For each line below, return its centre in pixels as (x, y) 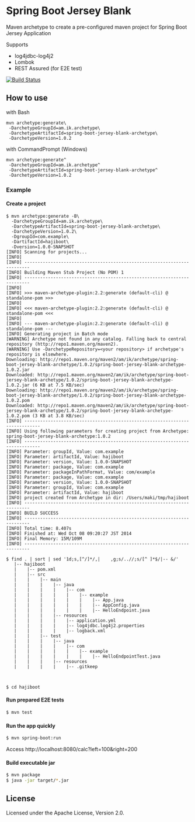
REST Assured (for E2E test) (48, 68)
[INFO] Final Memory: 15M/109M (44, 539)
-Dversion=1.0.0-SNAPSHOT (43, 247)
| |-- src (29, 575)
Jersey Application (29, 33)
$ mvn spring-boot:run (34, 738)
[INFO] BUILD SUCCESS (32, 513)
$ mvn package (23, 775)
